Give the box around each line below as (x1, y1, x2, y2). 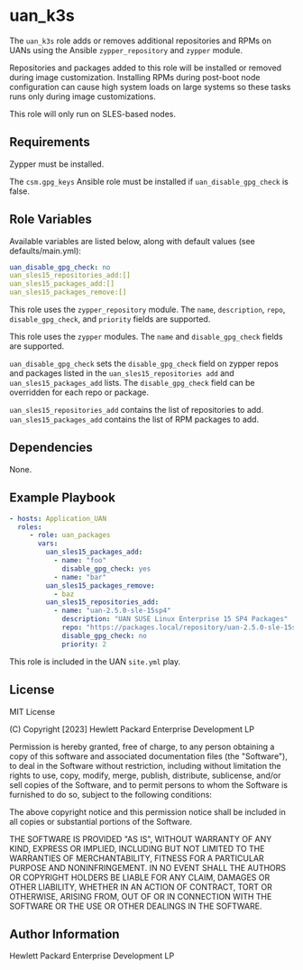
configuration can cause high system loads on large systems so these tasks (9, 81, 291, 92)
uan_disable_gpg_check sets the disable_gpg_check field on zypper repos (9, 358, 280, 370)
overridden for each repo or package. (9, 387, 150, 398)
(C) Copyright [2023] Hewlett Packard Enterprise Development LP (9, 723, 255, 735)
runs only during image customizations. (9, 91, 156, 102)
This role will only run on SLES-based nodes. (9, 108, 177, 119)
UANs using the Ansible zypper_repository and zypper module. (9, 44, 243, 55)
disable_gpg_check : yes (61, 564, 151, 573)
